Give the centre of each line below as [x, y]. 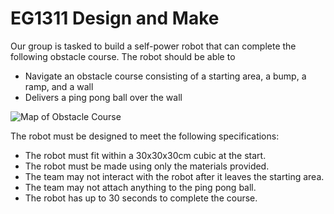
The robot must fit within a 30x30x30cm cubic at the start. [145, 155]
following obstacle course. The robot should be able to [123, 56]
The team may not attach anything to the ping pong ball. [140, 187]
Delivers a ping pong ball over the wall [103, 97]
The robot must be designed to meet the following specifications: [145, 136]
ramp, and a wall [59, 86]
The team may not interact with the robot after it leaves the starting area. [174, 176]
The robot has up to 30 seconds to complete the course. [141, 198]
